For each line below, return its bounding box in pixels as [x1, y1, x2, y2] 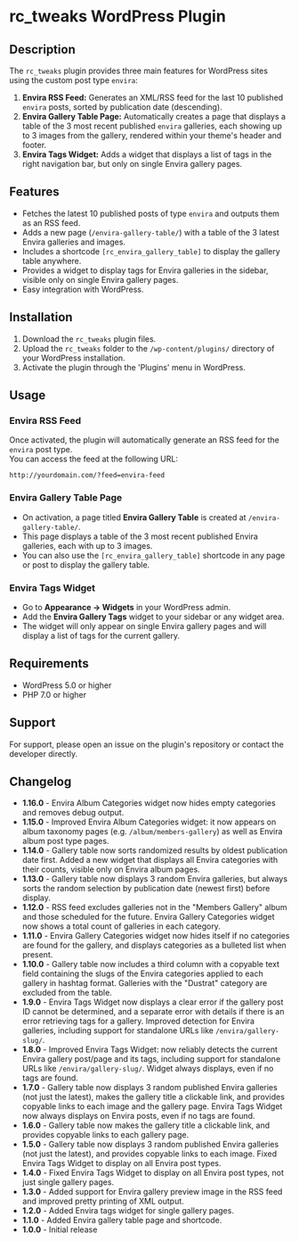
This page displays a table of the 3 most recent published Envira [21, 531, 258, 542]
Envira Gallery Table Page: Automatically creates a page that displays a [21, 112, 287, 121]
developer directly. [9, 748, 78, 759]
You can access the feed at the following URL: [9, 453, 178, 465]
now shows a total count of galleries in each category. [21, 921, 221, 931]
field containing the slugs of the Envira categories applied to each [21, 968, 264, 979]
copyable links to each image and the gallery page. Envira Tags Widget [21, 1101, 283, 1112]
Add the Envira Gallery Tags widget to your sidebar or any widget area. [21, 611, 285, 622]
